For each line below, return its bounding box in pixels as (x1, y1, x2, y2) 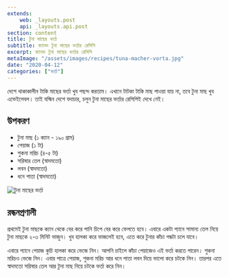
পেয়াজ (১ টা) (17, 141, 44, 149)
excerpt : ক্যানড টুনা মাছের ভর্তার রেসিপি (7, 49, 92, 56)
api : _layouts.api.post (19, 23, 89, 30)
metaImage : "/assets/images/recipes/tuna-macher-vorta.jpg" (7, 55, 185, 62)
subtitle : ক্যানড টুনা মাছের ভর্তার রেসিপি (7, 42, 95, 49)
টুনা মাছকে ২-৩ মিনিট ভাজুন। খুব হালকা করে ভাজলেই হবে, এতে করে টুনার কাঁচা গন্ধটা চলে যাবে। (7, 233, 199, 241)
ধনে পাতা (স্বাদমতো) (17, 172, 57, 180)
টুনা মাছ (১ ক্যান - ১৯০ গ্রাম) (17, 133, 75, 142)
